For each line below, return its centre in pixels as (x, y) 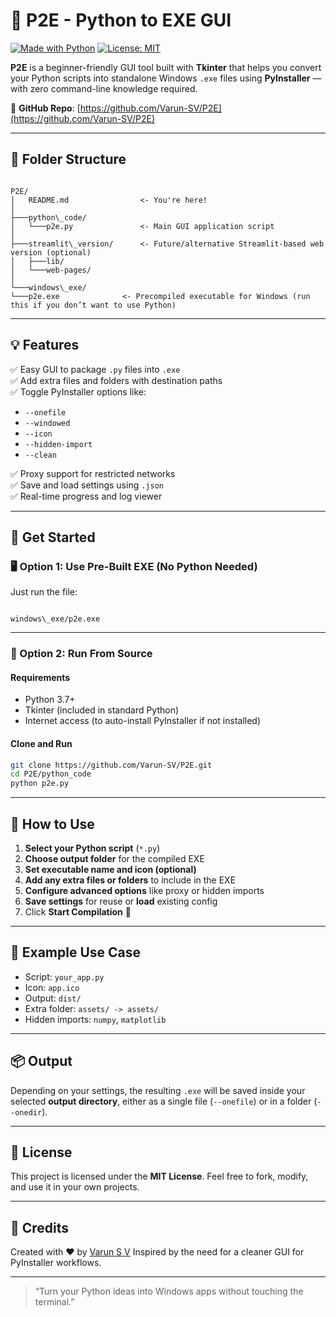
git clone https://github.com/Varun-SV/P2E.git (111, 765)
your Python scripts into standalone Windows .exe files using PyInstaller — (166, 78)
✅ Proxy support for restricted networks (93, 473)
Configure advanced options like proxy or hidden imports (144, 891)
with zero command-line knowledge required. (104, 88)
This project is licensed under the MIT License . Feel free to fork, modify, (159, 1176)
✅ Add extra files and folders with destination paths (116, 380)
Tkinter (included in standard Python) (102, 710)
